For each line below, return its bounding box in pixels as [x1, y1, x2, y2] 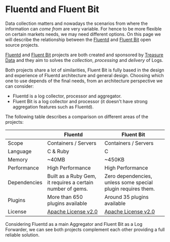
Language [8, 148, 32, 155]
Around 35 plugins [104, 193, 149, 200]
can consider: [5, 83, 34, 89]
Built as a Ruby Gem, [47, 172, 97, 180]
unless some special [104, 179, 153, 186]
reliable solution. [5, 232, 40, 238]
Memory [8, 156, 28, 163]
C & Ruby [47, 148, 69, 155]
